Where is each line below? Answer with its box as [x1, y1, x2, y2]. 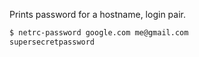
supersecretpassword [9, 37, 96, 47]
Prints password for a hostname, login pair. [9, 9, 186, 20]
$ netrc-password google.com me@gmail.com [9, 28, 189, 38]
